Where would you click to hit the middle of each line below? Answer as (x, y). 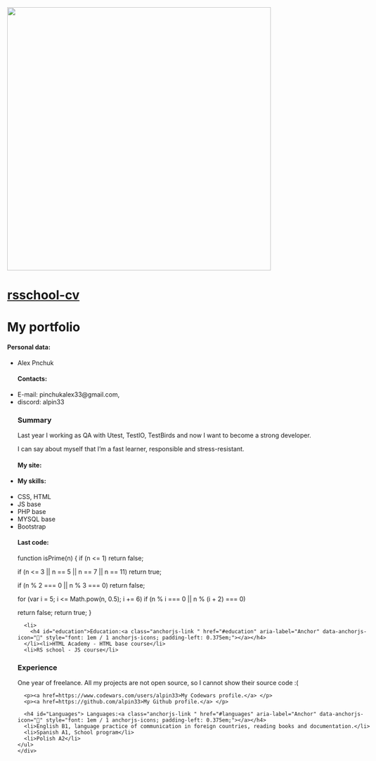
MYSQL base (36, 519)
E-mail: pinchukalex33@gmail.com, (69, 394)
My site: (30, 465)
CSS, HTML (34, 496)
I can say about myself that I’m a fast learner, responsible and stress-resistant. (131, 449)
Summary (34, 420)
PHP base (32, 511)
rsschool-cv (44, 295)
